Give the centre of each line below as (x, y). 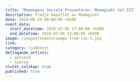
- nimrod (19, 62)
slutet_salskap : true (28, 67)
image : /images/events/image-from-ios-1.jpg (53, 39)
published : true (22, 72)
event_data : (18, 24)
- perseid (20, 57)
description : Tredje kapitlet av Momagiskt (52, 15)
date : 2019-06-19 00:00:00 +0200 (41, 19)
